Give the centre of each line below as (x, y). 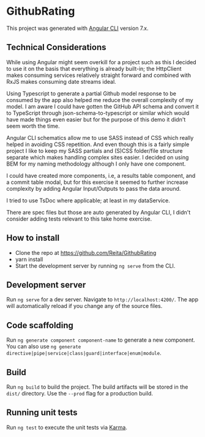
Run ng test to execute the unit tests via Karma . (67, 427)
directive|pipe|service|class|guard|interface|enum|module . (84, 353)
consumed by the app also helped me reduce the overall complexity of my (100, 100)
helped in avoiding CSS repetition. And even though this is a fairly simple (98, 144)
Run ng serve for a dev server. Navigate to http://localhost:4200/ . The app (102, 299)
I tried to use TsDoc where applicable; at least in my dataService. (88, 200)
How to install (33, 238)
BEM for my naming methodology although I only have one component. (96, 164)
